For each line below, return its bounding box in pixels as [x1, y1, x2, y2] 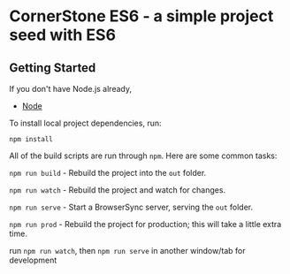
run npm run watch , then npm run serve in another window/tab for [9, 246, 246, 255]
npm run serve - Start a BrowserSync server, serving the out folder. [9, 202, 254, 212]
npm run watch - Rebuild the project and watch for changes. [9, 185, 226, 195]
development [9, 255, 57, 265]
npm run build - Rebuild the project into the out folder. [9, 168, 207, 178]
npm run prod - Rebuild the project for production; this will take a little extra [9, 219, 282, 229]
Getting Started [9, 60, 96, 75]
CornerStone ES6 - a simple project [9, 6, 274, 27]
